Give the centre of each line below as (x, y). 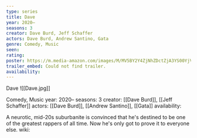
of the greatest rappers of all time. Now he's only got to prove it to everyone (98, 123)
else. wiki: (18, 130)
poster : (16, 60)
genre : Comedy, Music (33, 45)
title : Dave (21, 17)
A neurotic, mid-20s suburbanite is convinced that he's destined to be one (96, 117)
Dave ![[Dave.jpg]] (28, 88)
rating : (16, 55)
